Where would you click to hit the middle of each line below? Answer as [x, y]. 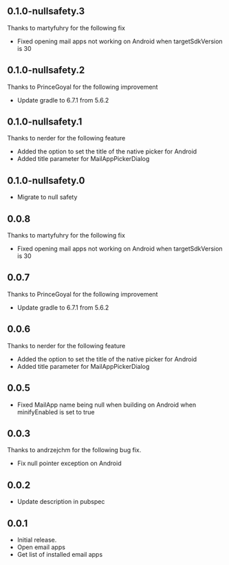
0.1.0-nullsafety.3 [46, 11]
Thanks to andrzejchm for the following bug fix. [74, 450]
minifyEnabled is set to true [56, 412]
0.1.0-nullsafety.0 [46, 181]
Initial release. [37, 540]
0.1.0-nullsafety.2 [46, 71]
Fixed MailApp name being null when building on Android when [107, 405]
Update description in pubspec [61, 502]
